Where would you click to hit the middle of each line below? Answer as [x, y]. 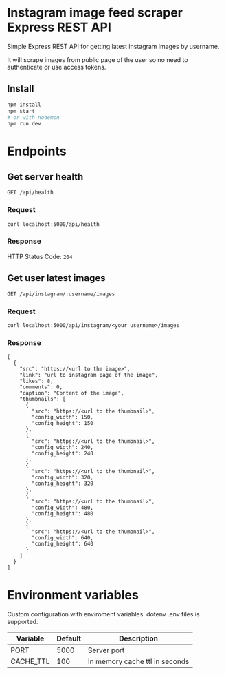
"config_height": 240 [63, 454]
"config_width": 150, [63, 417]
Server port [106, 650]
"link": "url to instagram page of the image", [89, 375]
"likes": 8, [36, 381]
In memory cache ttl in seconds [138, 661]
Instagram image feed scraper [95, 13]
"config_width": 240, [63, 448]
